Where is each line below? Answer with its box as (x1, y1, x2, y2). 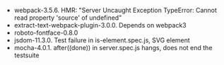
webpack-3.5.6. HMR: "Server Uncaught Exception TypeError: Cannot (13, 6, 218, 14)
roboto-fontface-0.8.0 (13, 28, 78, 37)
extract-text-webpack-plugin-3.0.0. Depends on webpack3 (13, 21, 187, 29)
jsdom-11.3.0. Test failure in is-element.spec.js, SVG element (13, 36, 191, 45)
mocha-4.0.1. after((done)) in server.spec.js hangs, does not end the (13, 44, 213, 52)
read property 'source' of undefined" (13, 13, 122, 22)
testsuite (13, 51, 40, 59)
